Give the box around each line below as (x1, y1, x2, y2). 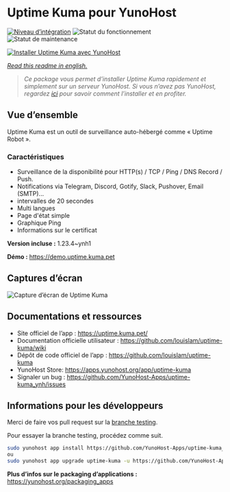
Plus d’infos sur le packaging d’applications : (7, 470, 138, 478)
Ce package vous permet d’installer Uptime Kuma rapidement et (23, 74, 207, 83)
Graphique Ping (16, 219, 62, 227)
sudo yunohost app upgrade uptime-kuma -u (7, 458, 130, 465)
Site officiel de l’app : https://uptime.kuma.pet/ (16, 328, 149, 337)
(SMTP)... (16, 190, 44, 198)
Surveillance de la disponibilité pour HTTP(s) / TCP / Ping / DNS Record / (16, 168, 222, 176)
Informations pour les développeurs (7, 400, 164, 412)
